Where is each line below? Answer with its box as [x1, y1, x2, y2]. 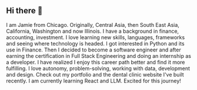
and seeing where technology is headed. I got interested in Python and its [6, 40, 185, 47]
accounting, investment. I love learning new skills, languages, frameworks [6, 33, 185, 41]
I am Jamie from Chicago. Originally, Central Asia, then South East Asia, [6, 21, 179, 28]
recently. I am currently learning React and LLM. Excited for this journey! [6, 77, 181, 84]
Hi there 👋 [6, 6, 43, 16]
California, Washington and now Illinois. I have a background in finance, [6, 27, 179, 34]
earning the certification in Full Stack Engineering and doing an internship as [6, 52, 191, 59]
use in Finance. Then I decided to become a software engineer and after [6, 46, 181, 53]
